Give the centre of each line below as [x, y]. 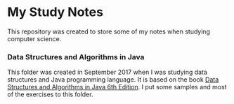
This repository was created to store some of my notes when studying [109, 31]
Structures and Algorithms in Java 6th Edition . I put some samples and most [117, 87]
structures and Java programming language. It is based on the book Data [113, 80]
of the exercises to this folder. [50, 94]
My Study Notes [56, 12]
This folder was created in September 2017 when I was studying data [107, 72]
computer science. [34, 38]
